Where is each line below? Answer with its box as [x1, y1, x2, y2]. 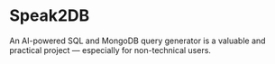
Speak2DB [9, 5, 90, 26]
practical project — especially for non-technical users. [9, 44, 212, 55]
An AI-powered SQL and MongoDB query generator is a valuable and [9, 35, 266, 46]
